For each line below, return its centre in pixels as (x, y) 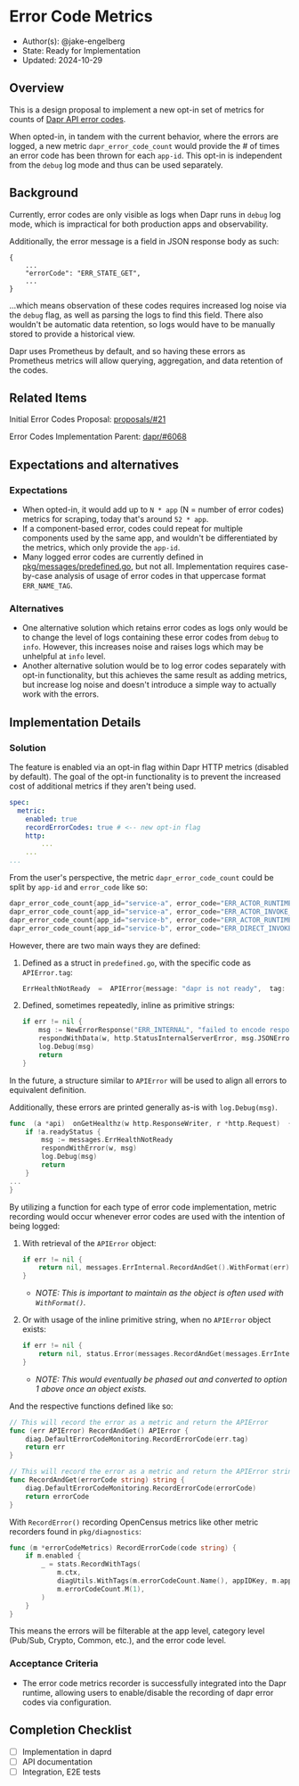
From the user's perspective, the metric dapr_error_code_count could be (141, 878)
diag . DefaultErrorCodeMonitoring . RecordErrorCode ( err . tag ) (137, 1439)
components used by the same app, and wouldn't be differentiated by (150, 538)
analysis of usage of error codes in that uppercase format (161, 576)
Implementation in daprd (67, 1751)
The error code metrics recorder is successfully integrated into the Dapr (154, 1683)
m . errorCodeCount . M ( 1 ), (101, 1589)
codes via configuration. (67, 1702)
